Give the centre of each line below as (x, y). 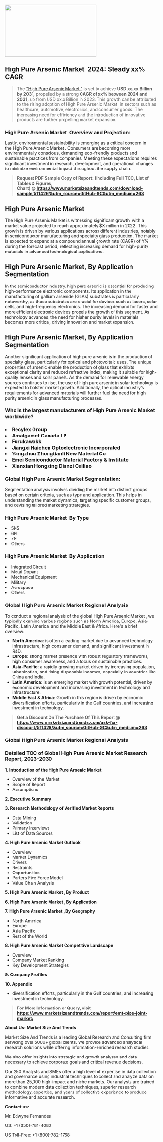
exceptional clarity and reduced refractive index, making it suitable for (75, 372)
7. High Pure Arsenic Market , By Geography (50, 911)
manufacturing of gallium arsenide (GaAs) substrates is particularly (72, 296)
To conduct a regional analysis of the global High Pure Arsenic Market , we (80, 616)
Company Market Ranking (38, 960)
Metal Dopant (25, 572)
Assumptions (25, 789)
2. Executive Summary (28, 799)
